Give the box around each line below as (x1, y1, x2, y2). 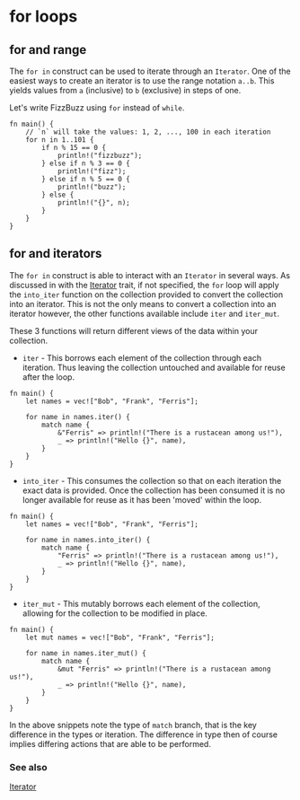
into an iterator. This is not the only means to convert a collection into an (9, 298, 277, 309)
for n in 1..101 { (25, 136, 94, 145)
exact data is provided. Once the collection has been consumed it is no (22, 485, 286, 496)
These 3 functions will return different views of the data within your (9, 325, 259, 336)
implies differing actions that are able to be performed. (9, 738, 211, 749)
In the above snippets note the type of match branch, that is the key (9, 719, 258, 730)
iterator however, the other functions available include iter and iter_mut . (9, 308, 280, 319)
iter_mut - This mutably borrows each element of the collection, (22, 598, 260, 609)
